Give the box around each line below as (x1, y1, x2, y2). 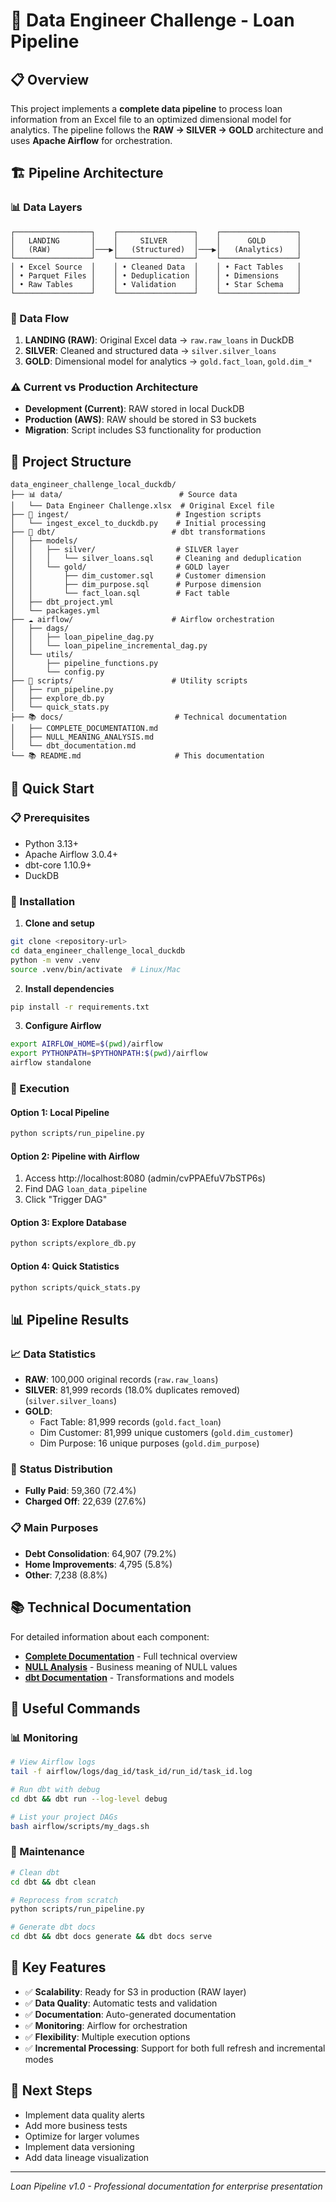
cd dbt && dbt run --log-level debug (10, 1794, 168, 1804)
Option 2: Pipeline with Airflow (10, 1150, 140, 1162)
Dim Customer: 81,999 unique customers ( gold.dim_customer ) (39, 1427, 294, 1439)
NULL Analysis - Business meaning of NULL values (24, 1660, 238, 1673)
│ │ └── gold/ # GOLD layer (10, 562, 230, 573)
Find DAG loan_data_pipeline (24, 1183, 148, 1195)
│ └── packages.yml (10, 606, 101, 616)
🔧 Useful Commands (10, 1700, 141, 1717)
